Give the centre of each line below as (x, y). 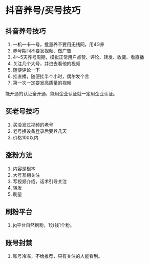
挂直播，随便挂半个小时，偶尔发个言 (51, 76)
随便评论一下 (26, 70)
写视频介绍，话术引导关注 (40, 181)
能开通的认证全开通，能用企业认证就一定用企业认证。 (61, 94)
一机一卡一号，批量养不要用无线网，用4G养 (59, 44)
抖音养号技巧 (26, 31)
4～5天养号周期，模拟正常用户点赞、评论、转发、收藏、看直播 (78, 57)
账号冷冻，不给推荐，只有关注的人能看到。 (58, 256)
